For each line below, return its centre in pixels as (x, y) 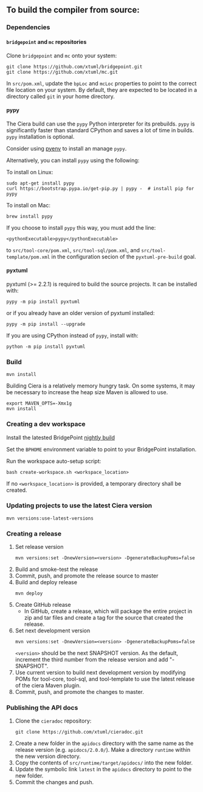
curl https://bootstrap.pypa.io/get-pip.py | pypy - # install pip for (100, 188)
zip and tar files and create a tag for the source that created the (104, 618)
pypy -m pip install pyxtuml (43, 302)
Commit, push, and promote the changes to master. (79, 692)
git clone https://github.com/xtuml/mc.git (62, 72)
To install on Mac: (28, 205)
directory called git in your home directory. (61, 96)
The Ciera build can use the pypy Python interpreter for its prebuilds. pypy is (101, 124)
